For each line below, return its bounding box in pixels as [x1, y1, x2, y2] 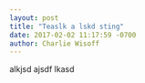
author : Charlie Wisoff [9, 38, 100, 48]
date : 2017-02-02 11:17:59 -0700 [9, 30, 137, 39]
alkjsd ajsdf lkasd [9, 64, 75, 75]
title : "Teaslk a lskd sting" [9, 22, 125, 31]
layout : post [9, 13, 59, 23]
